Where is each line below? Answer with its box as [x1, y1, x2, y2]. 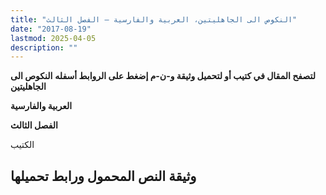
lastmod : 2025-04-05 [10, 33, 97, 43]
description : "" [10, 42, 78, 53]
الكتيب [10, 139, 35, 151]
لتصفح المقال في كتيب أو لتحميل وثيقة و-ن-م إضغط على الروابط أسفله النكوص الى [10, 70, 316, 82]
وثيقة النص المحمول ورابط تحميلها [10, 167, 197, 185]
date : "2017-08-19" [10, 24, 92, 34]
